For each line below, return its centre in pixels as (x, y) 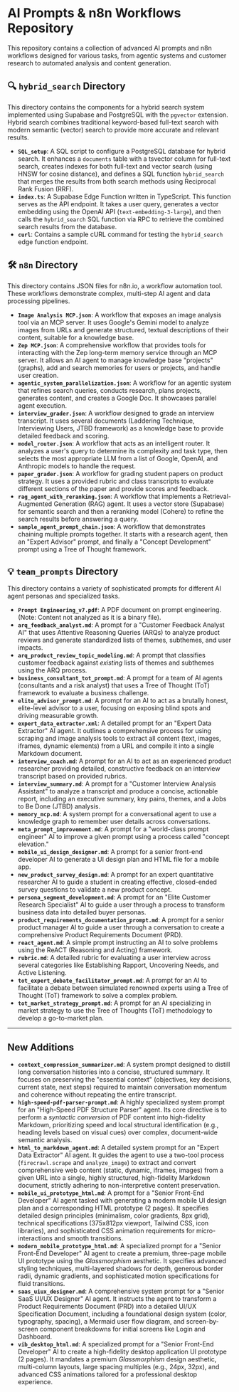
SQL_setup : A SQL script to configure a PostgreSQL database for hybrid (122, 151)
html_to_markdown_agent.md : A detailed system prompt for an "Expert (118, 1148)
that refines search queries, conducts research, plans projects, (110, 390)
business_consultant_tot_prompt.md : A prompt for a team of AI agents (120, 678)
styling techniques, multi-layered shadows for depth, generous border (121, 1269)
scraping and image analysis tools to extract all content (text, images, (119, 739)
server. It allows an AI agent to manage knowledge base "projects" (115, 360)
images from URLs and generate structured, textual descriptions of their (123, 329)
